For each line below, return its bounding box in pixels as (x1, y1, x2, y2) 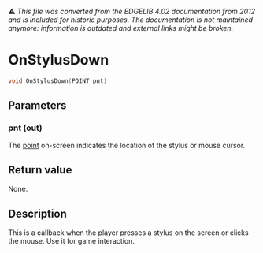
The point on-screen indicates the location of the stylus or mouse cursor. (8, 140, 246, 150)
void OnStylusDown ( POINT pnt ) (8, 76, 108, 85)
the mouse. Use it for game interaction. (8, 236, 135, 246)
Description (8, 206, 67, 220)
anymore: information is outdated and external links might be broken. (8, 24, 234, 32)
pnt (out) (8, 122, 43, 133)
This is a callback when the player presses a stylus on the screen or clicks (8, 228, 250, 237)
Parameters (8, 99, 67, 113)
